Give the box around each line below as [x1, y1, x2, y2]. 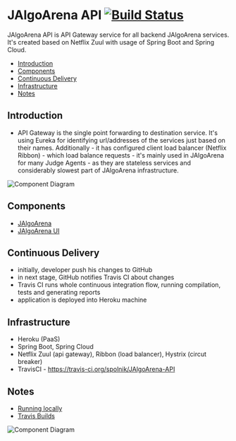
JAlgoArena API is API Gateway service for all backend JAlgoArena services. [7, 30, 230, 39]
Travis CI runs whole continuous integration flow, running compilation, [17, 281, 221, 289]
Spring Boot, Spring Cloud [17, 343, 94, 351]
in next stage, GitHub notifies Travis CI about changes [17, 273, 175, 282]
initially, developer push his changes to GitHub [17, 266, 153, 274]
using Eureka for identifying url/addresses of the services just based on [17, 136, 225, 144]
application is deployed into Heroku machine [17, 295, 147, 304]
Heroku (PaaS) [17, 335, 61, 343]
